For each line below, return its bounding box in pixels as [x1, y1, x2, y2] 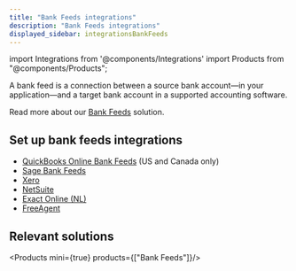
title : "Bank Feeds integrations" [9, 12, 137, 22]
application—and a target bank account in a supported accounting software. [9, 89, 288, 100]
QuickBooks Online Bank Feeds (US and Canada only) [21, 156, 220, 166]
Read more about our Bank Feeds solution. [9, 107, 165, 118]
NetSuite [21, 184, 55, 195]
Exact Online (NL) [21, 194, 87, 205]
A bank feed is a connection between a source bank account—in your [9, 81, 264, 91]
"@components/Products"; [9, 63, 108, 74]
